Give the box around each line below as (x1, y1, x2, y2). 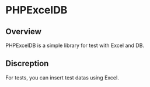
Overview (5, 27, 42, 37)
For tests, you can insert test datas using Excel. (5, 74, 119, 81)
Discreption (5, 59, 49, 68)
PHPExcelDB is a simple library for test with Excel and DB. (5, 42, 144, 49)
